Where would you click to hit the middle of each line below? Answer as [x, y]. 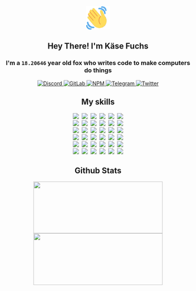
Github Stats [98, 171]
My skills [98, 102]
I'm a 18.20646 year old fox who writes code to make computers [98, 63]
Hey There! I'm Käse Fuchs [98, 46]
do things [98, 70]
